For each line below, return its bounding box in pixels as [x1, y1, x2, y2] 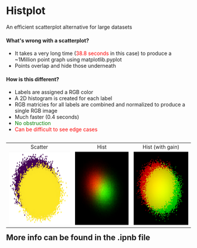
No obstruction [14, 120, 51, 127]
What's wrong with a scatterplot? [6, 37, 89, 44]
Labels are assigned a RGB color [14, 89, 94, 96]
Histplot [6, 4, 46, 18]
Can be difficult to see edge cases [14, 126, 98, 133]
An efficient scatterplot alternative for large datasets [6, 23, 133, 30]
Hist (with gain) [142, 143, 180, 150]
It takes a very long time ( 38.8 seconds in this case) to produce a [14, 50, 172, 57]
